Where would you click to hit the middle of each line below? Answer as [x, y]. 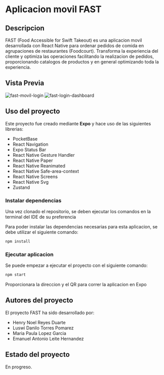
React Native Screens [35, 177]
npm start [16, 275]
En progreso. [19, 367]
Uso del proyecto [33, 111]
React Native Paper [33, 160]
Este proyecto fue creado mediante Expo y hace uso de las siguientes [78, 123]
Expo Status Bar [29, 149]
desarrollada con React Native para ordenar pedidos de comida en [75, 46]
